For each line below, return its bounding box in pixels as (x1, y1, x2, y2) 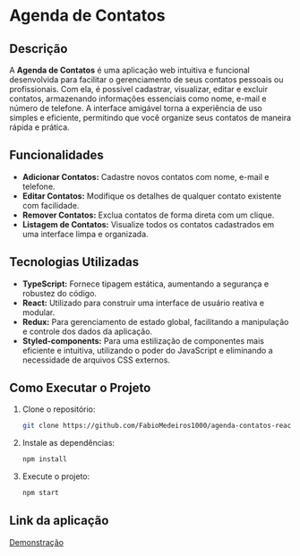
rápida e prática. (9, 122, 70, 133)
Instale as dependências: (21, 438, 115, 449)
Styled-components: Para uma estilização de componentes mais (21, 335, 264, 346)
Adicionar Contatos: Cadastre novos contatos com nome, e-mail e (21, 171, 270, 182)
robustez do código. (21, 287, 97, 298)
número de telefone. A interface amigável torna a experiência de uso (9, 103, 262, 113)
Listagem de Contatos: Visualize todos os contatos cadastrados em (21, 218, 275, 229)
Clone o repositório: (21, 404, 96, 415)
